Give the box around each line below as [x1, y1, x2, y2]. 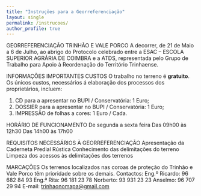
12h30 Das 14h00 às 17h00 [6, 128, 73, 135]
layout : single [6, 14, 45, 20]
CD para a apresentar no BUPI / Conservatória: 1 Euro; [14, 97, 149, 104]
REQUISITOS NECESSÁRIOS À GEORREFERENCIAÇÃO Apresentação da [6, 139, 185, 147]
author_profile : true [6, 25, 61, 32]
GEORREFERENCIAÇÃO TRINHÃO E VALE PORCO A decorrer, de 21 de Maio [6, 42, 194, 49]
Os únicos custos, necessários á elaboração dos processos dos [6, 79, 165, 86]
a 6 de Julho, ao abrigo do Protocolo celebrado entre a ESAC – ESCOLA [6, 49, 184, 56]
